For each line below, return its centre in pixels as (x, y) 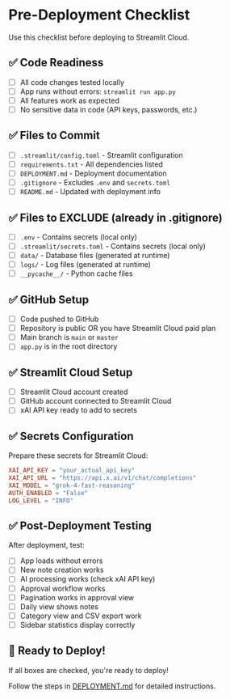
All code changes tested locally (72, 82)
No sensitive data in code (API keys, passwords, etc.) (109, 109)
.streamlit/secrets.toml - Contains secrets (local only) (113, 246)
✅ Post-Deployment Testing (80, 525)
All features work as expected (69, 100)
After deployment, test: (46, 545)
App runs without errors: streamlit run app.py (98, 91)
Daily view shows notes (59, 606)
